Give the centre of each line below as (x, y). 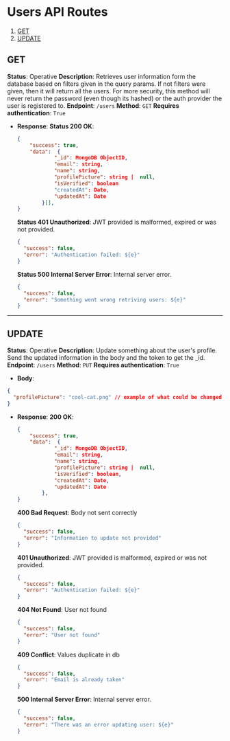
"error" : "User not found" (62, 635)
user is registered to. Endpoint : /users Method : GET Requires (93, 105)
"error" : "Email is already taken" (74, 680)
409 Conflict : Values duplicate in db (68, 654)
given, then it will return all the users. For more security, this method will (108, 91)
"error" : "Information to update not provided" (93, 538)
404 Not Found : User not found (62, 610)
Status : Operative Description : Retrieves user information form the (102, 76)
